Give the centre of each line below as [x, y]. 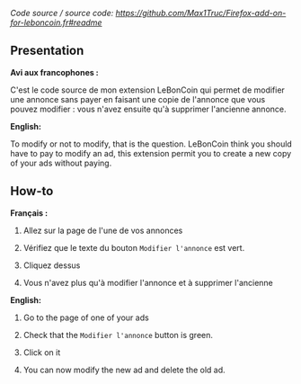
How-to [32, 191]
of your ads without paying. [61, 163]
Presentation [47, 51]
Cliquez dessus [52, 265]
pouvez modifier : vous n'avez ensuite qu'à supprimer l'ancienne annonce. [148, 109]
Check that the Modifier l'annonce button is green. [118, 335]
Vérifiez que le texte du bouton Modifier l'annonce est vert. [134, 247]
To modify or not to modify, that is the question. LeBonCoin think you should [151, 144]
